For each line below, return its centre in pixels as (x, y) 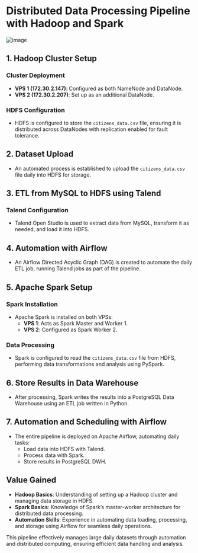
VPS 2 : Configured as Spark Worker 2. (70, 330)
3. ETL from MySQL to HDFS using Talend (84, 194)
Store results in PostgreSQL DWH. (65, 461)
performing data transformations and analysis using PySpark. (89, 364)
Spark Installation (32, 304)
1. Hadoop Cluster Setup (52, 58)
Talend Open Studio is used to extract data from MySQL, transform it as (102, 223)
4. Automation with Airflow (57, 248)
